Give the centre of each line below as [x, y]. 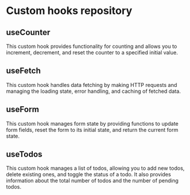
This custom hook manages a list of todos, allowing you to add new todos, [96, 168]
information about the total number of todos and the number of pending [92, 181]
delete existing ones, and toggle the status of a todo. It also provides [89, 175]
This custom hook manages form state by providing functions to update [92, 123]
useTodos [24, 154]
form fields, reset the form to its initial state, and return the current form [92, 130]
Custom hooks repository [69, 11]
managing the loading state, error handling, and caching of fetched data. [94, 91]
